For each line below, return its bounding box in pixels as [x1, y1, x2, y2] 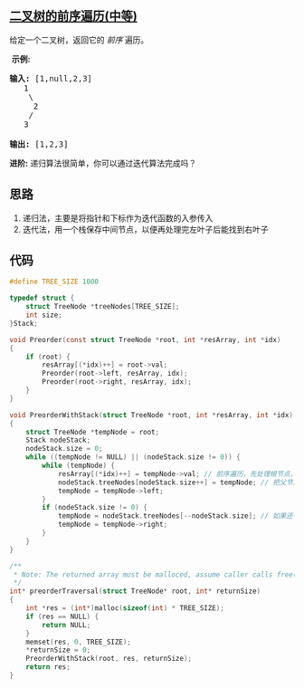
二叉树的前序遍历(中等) [9, 8, 138, 24]
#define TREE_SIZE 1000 [9, 277, 100, 287]
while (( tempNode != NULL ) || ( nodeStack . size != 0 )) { [25, 453, 242, 462]
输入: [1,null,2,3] [9, 73, 93, 83]
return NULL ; [42, 620, 91, 629]
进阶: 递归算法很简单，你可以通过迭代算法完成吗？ [9, 158, 197, 168]
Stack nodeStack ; [25, 435, 91, 445]
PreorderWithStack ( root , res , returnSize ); [25, 655, 193, 664]
